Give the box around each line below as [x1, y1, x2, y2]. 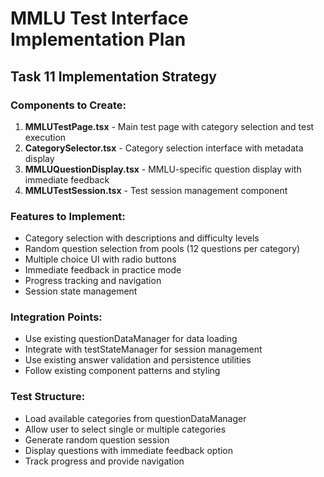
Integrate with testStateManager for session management [24, 343, 263, 356]
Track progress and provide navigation [24, 455, 185, 467]
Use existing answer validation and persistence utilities [24, 354, 252, 366]
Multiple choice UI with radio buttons [24, 253, 177, 266]
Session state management [24, 285, 138, 297]
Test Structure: [10, 390, 86, 404]
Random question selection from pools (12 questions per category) [24, 243, 301, 255]
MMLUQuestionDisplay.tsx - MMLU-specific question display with [24, 163, 302, 175]
